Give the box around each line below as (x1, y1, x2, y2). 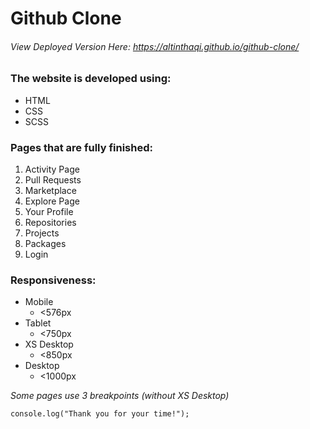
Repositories (24, 217, 77, 229)
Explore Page (24, 195, 80, 207)
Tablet (24, 317, 52, 329)
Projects (24, 227, 60, 239)
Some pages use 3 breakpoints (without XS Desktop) (10, 390, 230, 402)
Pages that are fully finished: (10, 140, 153, 154)
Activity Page (24, 163, 80, 176)
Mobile (24, 296, 54, 308)
